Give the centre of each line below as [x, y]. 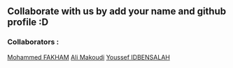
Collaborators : [33, 42]
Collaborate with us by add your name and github [117, 11]
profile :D [28, 23]
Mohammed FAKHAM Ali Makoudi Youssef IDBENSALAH [89, 57]
